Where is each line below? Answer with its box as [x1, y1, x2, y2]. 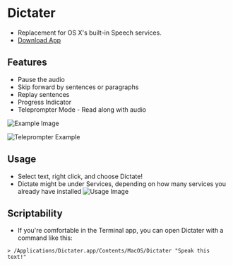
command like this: [17, 233, 73, 242]
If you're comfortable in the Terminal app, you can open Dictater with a [17, 226, 224, 235]
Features [7, 57, 47, 69]
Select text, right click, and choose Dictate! [17, 172, 143, 180]
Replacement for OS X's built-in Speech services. [17, 28, 162, 37]
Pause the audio [17, 75, 65, 83]
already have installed [17, 187, 82, 195]
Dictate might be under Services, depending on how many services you [17, 179, 226, 188]
